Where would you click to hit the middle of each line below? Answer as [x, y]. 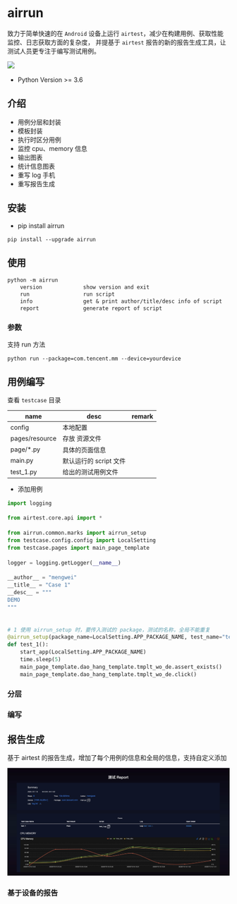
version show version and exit [85, 287]
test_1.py [24, 471]
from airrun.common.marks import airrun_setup [77, 533]
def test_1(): [28, 645]
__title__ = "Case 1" [39, 585]
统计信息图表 [36, 166]
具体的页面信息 [84, 450]
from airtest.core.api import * [55, 518]
